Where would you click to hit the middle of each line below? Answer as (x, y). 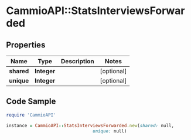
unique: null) (110, 131)
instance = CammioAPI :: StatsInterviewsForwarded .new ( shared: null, (90, 125)
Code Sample (31, 102)
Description (78, 61)
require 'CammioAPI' (31, 115)
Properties (26, 45)
